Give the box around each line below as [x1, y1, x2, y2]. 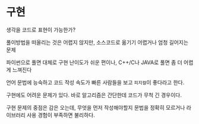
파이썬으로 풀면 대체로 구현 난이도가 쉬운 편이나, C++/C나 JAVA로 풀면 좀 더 [6, 59, 182, 66]
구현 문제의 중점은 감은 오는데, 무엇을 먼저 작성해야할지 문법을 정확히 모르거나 [6, 104, 185, 111]
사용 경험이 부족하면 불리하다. [26, 111, 95, 119]
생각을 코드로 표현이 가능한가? [6, 26, 76, 33]
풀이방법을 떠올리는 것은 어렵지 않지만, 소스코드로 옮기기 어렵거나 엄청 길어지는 [6, 39, 189, 46]
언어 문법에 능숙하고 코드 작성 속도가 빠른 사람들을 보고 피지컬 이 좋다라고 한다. [6, 78, 185, 86]
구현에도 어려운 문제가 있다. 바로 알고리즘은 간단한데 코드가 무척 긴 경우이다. [6, 91, 182, 98]
